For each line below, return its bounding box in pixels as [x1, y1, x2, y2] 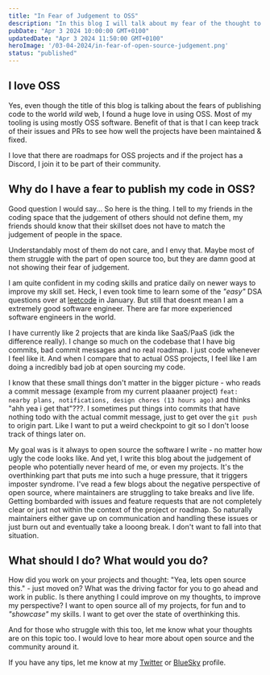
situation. [8, 530, 39, 540]
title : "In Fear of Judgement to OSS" [8, 11, 139, 20]
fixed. [8, 135, 27, 144]
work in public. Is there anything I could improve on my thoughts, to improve [8, 592, 261, 602]
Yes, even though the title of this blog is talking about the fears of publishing [8, 100, 262, 110]
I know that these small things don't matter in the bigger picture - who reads [8, 377, 261, 387]
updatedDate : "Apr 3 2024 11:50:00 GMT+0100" [8, 34, 164, 43]
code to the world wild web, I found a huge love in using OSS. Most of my [8, 109, 252, 119]
